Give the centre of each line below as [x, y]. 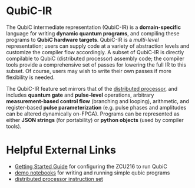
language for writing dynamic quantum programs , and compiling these [93, 33]
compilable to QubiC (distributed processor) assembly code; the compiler [95, 58]
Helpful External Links [61, 150]
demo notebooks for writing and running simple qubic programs [92, 173]
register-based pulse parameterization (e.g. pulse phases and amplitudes [96, 107]
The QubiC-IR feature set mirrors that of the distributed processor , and [92, 88]
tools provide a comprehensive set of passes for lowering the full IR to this [96, 65]
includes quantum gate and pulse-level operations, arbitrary [80, 95]
